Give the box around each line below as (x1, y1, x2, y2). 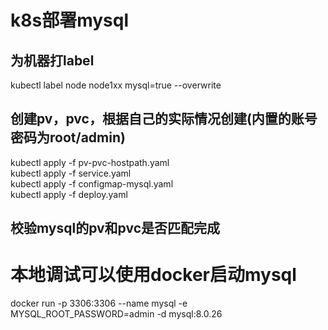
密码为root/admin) (10, 129, 126, 146)
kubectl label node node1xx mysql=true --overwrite (10, 79, 222, 91)
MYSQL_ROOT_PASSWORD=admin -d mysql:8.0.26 (10, 308, 223, 320)
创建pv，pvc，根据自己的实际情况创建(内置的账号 (10, 111, 318, 128)
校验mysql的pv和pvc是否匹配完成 (10, 220, 221, 237)
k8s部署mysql (10, 9, 130, 32)
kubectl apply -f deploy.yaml (10, 188, 128, 200)
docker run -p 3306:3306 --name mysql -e (10, 297, 188, 310)
